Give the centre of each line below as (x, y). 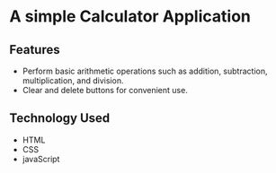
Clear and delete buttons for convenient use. (105, 90)
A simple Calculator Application (130, 17)
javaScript (41, 159)
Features (35, 50)
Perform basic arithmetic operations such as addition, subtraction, (145, 71)
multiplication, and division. (73, 81)
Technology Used (60, 118)
